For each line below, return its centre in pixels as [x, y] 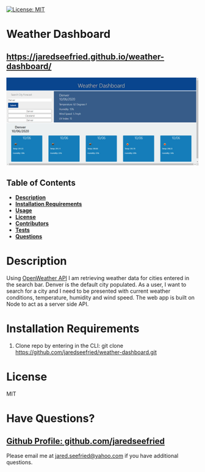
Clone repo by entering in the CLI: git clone [69, 346]
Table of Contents [41, 183]
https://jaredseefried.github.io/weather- [85, 57]
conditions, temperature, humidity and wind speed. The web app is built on [101, 298]
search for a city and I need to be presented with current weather [88, 291]
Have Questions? [51, 419]
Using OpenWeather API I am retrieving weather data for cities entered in [98, 278]
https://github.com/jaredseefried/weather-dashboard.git [86, 352]
